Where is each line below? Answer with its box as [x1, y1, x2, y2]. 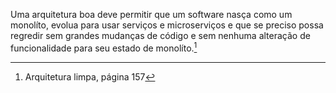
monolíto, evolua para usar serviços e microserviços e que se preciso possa [10, 19, 324, 31]
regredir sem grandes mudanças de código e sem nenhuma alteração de [10, 30, 311, 41]
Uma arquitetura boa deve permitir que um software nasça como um [10, 9, 293, 20]
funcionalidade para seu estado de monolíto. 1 [10, 40, 198, 54]
